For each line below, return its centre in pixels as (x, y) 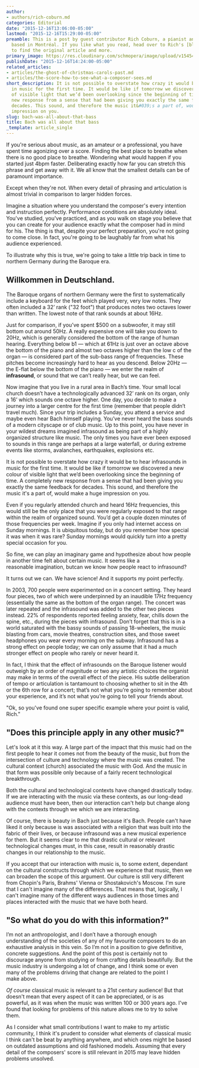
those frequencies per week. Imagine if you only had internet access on (94, 523)
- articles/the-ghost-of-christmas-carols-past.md (70, 73)
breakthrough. (23, 778)
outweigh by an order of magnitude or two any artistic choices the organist (97, 671)
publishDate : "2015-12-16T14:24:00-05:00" (59, 61)
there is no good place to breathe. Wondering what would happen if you (94, 157)
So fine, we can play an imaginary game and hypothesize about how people (99, 554)
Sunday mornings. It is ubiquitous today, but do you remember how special (97, 530)
